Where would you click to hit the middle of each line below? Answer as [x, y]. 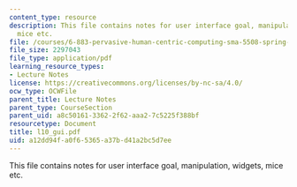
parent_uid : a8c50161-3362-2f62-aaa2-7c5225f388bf [104, 116]
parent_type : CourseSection [61, 108]
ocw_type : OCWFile [43, 91]
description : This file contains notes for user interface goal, [132, 26]
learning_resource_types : [57, 67]
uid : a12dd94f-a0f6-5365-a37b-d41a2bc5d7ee [91, 140]
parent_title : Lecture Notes [63, 99]
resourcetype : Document [53, 124]
